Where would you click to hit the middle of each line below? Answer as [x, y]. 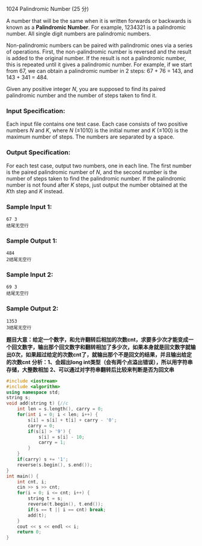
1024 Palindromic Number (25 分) [47, 9]
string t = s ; [45, 498]
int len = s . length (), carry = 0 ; [60, 409]
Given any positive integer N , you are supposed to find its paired [86, 89]
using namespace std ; [33, 392]
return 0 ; [29, 532]
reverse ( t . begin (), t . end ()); [66, 504]
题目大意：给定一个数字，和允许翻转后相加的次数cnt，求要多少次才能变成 [97, 340]
